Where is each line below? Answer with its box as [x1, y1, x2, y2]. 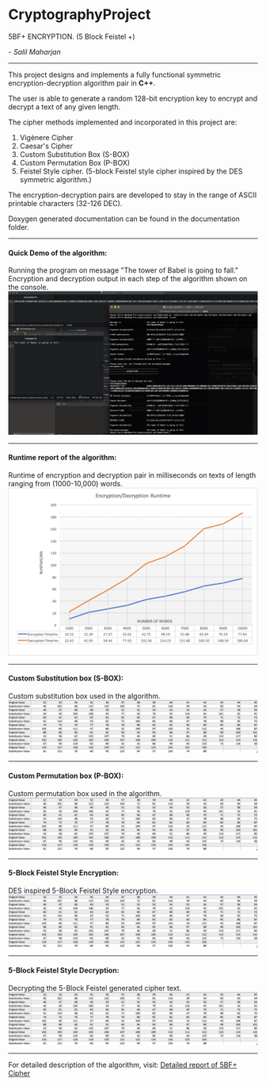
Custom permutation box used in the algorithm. [8, 788, 162, 798]
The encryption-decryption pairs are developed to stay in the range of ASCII [8, 190, 257, 200]
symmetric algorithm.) [19, 174, 93, 184]
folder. [8, 222, 29, 231]
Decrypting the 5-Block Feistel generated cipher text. [8, 983, 182, 993]
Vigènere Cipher [19, 132, 74, 142]
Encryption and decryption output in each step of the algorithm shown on [8, 274, 248, 284]
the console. [8, 283, 49, 292]
